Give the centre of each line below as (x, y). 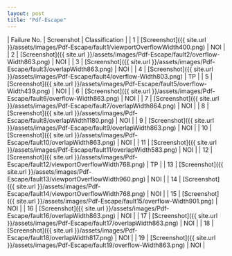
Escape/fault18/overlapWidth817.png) (60, 237)
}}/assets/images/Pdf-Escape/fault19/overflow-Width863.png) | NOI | (106, 245)
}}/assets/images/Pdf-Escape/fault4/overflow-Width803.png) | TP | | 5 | (110, 76)
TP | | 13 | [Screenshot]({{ (187, 164)
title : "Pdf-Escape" (37, 20)
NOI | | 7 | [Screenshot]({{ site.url (172, 98)
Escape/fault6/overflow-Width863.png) (63, 98)
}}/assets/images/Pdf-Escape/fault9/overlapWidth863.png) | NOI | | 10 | (109, 128)
